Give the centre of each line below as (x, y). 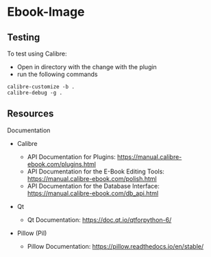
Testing (24, 37)
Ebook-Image (46, 12)
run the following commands (57, 74)
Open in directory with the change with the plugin (87, 67)
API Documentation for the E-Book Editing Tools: (96, 171)
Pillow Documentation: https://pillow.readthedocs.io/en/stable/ (115, 246)
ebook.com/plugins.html (61, 164)
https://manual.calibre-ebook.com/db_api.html (93, 193)
